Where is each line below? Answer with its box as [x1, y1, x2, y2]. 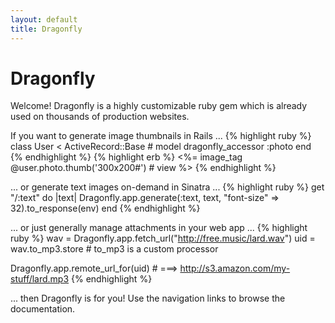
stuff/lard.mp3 [10, 273, 70, 285]
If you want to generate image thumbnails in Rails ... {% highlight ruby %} [10, 130, 312, 142]
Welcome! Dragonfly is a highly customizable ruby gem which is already [10, 100, 308, 112]
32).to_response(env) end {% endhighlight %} [10, 202, 201, 215]
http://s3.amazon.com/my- [179, 262, 291, 275]
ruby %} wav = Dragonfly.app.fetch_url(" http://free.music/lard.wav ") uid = [10, 232, 316, 245]
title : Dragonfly [10, 24, 83, 34]
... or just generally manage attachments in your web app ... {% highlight [10, 222, 308, 234]
